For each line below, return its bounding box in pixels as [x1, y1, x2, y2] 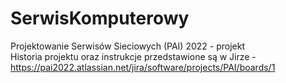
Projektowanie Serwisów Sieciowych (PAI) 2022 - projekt [10, 40, 245, 52]
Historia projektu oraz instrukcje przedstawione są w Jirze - [10, 50, 257, 62]
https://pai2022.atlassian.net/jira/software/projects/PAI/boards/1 [10, 61, 276, 73]
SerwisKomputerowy [10, 7, 190, 30]
